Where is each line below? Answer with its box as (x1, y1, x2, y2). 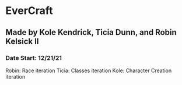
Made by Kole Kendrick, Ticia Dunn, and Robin (5, 27, 177, 37)
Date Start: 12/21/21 (5, 54, 62, 62)
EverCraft (5, 4, 53, 17)
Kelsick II (5, 36, 39, 46)
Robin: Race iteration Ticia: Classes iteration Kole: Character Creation (5, 67, 172, 74)
